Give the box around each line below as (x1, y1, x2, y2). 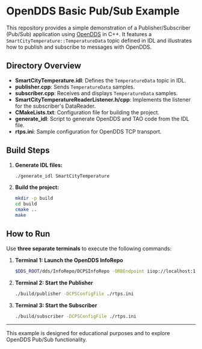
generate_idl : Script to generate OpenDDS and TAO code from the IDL (14, 115, 189, 122)
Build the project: (14, 184, 59, 191)
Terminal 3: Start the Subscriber (14, 301, 97, 309)
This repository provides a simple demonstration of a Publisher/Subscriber (6, 24, 191, 31)
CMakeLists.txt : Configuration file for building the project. (14, 108, 160, 116)
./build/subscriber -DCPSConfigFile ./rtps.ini (14, 313, 136, 320)
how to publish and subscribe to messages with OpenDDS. (6, 43, 152, 51)
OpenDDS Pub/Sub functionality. (6, 336, 87, 344)
